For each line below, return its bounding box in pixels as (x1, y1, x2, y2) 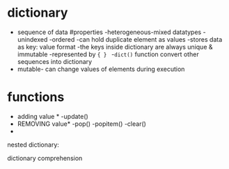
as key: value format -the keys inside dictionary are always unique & (17, 42, 213, 51)
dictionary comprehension (7, 154, 83, 162)
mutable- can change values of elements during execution (17, 65, 185, 73)
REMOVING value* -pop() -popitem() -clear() (17, 120, 146, 128)
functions (7, 89, 65, 105)
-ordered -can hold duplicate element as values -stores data (49, 35, 223, 43)
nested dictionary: (7, 140, 59, 149)
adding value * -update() (17, 112, 88, 120)
